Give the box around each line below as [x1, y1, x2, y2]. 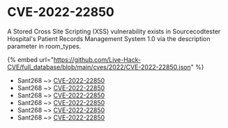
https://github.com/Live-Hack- [53, 55, 142, 63]
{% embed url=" [7, 55, 54, 63]
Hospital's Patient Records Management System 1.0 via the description [7, 34, 211, 42]
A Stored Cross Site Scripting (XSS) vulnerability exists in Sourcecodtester [7, 27, 221, 35]
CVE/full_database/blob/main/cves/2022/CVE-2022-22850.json [7, 63, 191, 71]
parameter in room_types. [7, 42, 82, 50]
